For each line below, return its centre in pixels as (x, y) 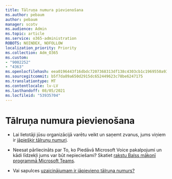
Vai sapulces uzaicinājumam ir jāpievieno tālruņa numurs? (73, 171)
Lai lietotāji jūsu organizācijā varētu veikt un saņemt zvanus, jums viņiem (89, 135)
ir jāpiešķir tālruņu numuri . (40, 140)
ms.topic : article (25, 34)
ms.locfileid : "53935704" (33, 95)
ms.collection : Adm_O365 (32, 53)
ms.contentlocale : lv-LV (32, 86)
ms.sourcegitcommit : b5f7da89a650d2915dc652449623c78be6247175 (74, 76)
